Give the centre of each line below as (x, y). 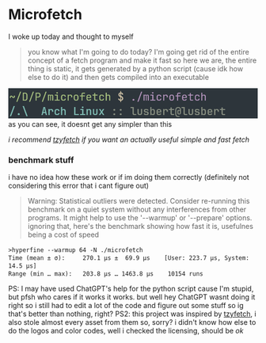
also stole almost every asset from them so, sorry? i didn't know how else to (132, 322)
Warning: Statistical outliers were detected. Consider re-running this (139, 201)
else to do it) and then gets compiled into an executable (118, 77)
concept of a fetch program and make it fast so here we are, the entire (142, 60)
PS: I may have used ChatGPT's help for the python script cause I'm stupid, (131, 289)
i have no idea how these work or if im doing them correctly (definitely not (129, 177)
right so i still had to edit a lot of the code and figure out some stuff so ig (126, 306)
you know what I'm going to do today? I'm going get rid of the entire (138, 51)
